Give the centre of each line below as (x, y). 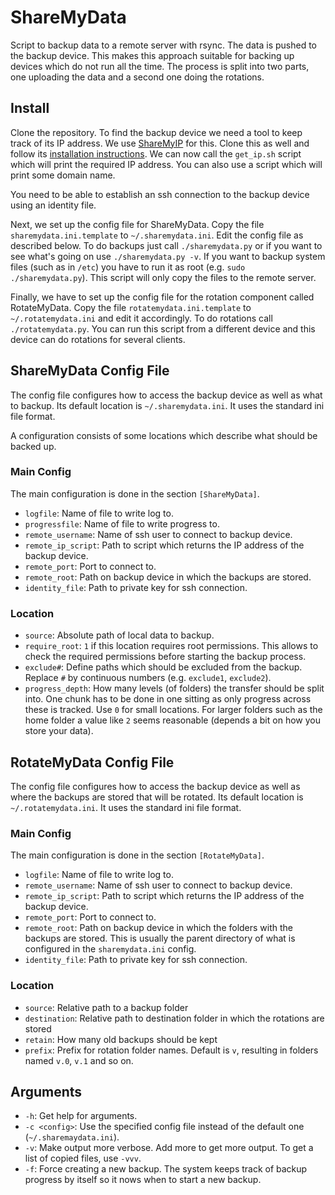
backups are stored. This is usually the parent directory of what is (160, 938)
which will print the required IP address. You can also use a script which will (166, 164)
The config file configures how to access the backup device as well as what (166, 395)
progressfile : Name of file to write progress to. (122, 523)
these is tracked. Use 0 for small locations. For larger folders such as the (173, 710)
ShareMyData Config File (90, 371)
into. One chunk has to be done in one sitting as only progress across (168, 699)
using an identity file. (53, 205)
